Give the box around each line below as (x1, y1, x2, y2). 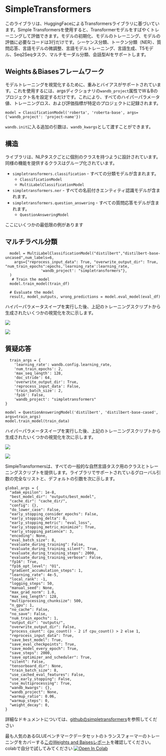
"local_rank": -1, (9, 577, 48, 582)
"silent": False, (9, 659, 46, 664)
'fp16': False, (14, 393, 46, 398)
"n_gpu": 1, (9, 603, 35, 608)
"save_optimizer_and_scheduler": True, (9, 655, 92, 660)
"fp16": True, (9, 560, 39, 565)
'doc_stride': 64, (14, 376, 52, 380)
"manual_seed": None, (9, 585, 55, 591)
